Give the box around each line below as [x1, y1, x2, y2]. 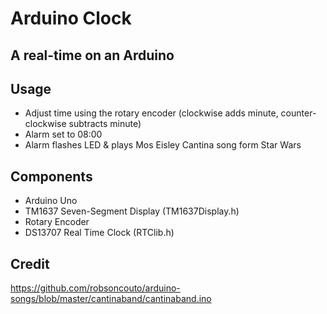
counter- [280, 107, 317, 119]
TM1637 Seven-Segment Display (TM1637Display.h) [24, 205, 240, 217]
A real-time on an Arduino [10, 47, 175, 64]
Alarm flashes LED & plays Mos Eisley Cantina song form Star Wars [24, 139, 302, 151]
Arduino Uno [24, 195, 78, 207]
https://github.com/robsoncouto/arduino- [10, 282, 181, 294]
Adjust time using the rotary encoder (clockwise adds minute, [24, 107, 279, 119]
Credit [10, 255, 50, 272]
